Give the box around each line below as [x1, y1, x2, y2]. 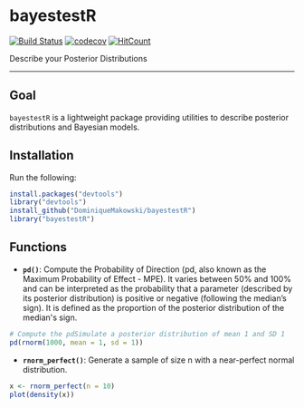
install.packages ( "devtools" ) [9, 189, 124, 199]
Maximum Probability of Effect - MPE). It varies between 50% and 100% [22, 273, 292, 284]
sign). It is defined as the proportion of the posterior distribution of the [22, 302, 285, 313]
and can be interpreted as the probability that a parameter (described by [22, 283, 293, 294]
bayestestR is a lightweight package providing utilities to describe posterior [9, 112, 290, 122]
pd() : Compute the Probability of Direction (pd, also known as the [22, 264, 267, 275]
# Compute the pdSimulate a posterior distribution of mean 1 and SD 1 [9, 329, 285, 338]
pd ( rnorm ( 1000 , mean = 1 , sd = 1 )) [9, 337, 144, 347]
